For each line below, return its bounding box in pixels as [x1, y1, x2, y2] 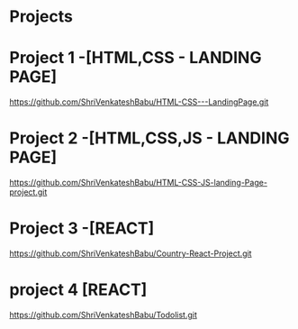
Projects [9, 6, 74, 27]
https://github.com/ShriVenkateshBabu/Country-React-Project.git [9, 248, 252, 259]
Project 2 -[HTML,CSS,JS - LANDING [9, 128, 290, 149]
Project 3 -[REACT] [9, 218, 155, 239]
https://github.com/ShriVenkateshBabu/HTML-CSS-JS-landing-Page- [9, 178, 268, 188]
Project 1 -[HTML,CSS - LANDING [9, 48, 262, 69]
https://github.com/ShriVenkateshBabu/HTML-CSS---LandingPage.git [9, 96, 269, 107]
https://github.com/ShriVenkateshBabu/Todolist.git [9, 309, 198, 320]
